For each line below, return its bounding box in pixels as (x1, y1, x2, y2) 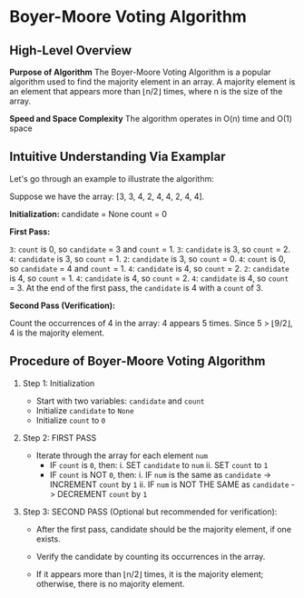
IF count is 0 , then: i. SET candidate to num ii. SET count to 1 (49, 459, 269, 470)
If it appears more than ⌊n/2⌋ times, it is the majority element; (35, 568, 264, 579)
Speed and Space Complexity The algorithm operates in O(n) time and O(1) (9, 114, 293, 124)
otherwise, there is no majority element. (35, 578, 185, 589)
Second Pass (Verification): (9, 300, 116, 311)
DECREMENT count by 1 (57, 488, 148, 499)
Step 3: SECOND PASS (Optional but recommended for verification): (22, 506, 278, 517)
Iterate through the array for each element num (35, 450, 209, 461)
